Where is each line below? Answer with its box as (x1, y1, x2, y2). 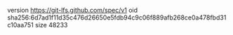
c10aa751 (7, 21, 34, 29)
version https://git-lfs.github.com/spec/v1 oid (7, 6, 138, 14)
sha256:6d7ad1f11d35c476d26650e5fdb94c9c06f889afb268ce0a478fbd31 (7, 13, 227, 22)
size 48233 (34, 21, 68, 29)
